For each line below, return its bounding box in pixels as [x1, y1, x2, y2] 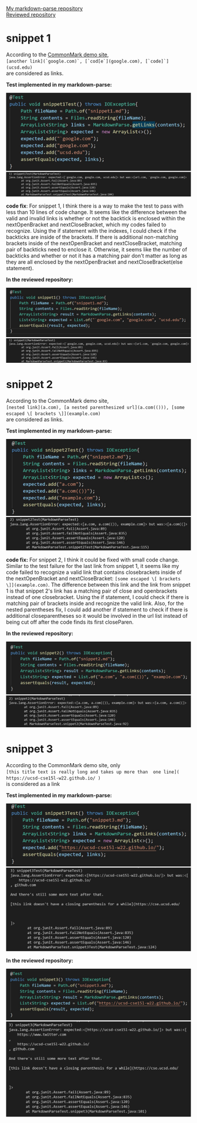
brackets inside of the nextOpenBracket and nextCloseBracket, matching [6, 240, 182, 247]
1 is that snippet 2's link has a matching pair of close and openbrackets [6, 587, 178, 594]
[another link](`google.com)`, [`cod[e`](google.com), [6, 58, 143, 64]
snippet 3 [6, 743, 53, 756]
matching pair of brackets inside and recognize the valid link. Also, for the [6, 600, 184, 607]
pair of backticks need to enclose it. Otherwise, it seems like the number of [6, 246, 188, 253]
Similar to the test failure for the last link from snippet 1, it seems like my [6, 562, 179, 569]
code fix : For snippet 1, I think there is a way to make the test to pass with [6, 202, 184, 209]
